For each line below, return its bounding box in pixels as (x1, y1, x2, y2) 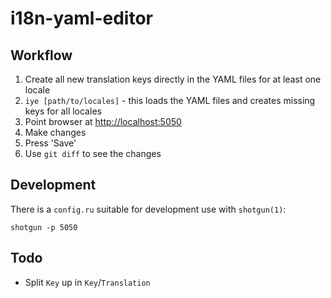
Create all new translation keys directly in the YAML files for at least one (24, 73, 322, 85)
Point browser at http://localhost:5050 (24, 116, 182, 127)
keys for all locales (24, 105, 102, 117)
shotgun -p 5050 (10, 222, 78, 232)
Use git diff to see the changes (24, 148, 162, 159)
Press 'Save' (24, 137, 77, 149)
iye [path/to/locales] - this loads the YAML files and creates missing (24, 95, 316, 106)
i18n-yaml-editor (10, 7, 153, 30)
